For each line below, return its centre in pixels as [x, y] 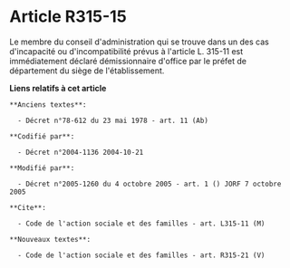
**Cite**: [28, 207]
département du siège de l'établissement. [87, 71]
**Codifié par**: [42, 136]
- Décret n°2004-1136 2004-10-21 [81, 152]
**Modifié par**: [42, 168]
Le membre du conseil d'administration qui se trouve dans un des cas [139, 42]
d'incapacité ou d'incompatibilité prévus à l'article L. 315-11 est [126, 51]
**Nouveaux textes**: [50, 239]
